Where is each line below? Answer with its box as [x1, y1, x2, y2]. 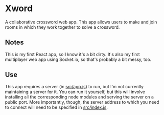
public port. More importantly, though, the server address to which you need [5, 99, 160, 105]
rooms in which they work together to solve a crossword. [5, 24, 120, 30]
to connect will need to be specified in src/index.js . [5, 104, 108, 110]
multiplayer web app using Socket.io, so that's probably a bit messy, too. [5, 57, 152, 62]
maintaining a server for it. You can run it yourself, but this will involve [5, 89, 145, 95]
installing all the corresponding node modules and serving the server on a [5, 94, 154, 100]
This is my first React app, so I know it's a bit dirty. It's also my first [5, 51, 140, 57]
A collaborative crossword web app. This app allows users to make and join [5, 19, 158, 25]
